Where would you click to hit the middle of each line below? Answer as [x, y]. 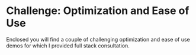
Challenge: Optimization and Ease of [98, 11]
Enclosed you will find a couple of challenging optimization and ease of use [98, 39]
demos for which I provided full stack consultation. [68, 46]
